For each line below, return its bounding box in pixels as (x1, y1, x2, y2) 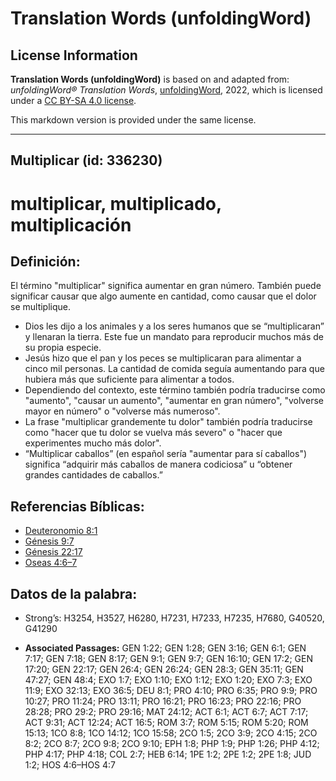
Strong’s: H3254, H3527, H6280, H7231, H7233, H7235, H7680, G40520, (24, 612, 325, 624)
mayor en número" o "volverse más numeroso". (24, 405, 221, 417)
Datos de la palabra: (10, 585, 138, 602)
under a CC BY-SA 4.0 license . (10, 95, 137, 106)
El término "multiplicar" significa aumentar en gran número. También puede (10, 280, 322, 292)
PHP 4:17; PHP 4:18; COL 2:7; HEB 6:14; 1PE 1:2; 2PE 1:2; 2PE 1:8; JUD (24, 748, 312, 761)
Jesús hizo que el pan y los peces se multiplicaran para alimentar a (24, 352, 302, 364)
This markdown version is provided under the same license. (10, 114, 257, 126)
